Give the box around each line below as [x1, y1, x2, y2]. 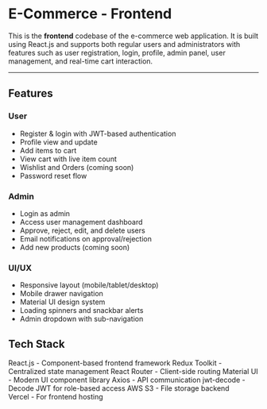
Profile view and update [19, 137, 98, 147]
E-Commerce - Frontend [8, 5, 172, 23]
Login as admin [19, 208, 70, 218]
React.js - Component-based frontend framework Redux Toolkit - [8, 358, 222, 368]
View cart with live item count [19, 154, 117, 164]
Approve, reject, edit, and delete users [19, 226, 145, 235]
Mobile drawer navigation [19, 289, 103, 299]
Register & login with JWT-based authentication [19, 129, 176, 138]
